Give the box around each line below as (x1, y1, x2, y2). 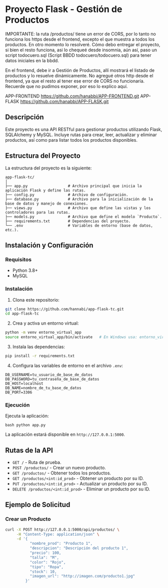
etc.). (5, 227, 19, 232)
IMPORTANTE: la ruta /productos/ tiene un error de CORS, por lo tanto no (5, 31, 156, 37)
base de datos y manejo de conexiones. (5, 201, 88, 206)
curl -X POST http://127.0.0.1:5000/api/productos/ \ (5, 527, 120, 532)
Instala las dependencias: (12, 344, 65, 350)
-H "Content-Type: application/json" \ (16, 532, 99, 537)
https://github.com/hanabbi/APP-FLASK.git (20, 98, 109, 104)
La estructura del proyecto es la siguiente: (5, 165, 92, 171)
